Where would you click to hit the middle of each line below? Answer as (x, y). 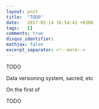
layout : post (22, 11)
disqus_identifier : (30, 39)
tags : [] (19, 28)
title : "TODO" (25, 17)
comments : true (25, 34)
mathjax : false (25, 45)
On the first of (23, 90)
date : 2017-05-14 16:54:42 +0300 (50, 22)
